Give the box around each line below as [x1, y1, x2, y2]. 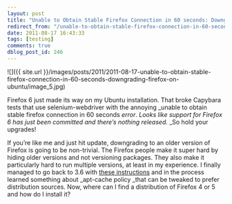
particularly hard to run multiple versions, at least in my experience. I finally [7, 160, 221, 169]
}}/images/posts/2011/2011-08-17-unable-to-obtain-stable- [43, 67, 211, 76]
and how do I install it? [7, 189, 71, 198]
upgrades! [7, 125, 37, 133]
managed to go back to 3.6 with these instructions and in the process [7, 167, 205, 176]
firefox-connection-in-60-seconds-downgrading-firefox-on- [7, 75, 180, 83]
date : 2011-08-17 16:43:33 [7, 29, 85, 37]
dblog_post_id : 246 [7, 49, 64, 56]
